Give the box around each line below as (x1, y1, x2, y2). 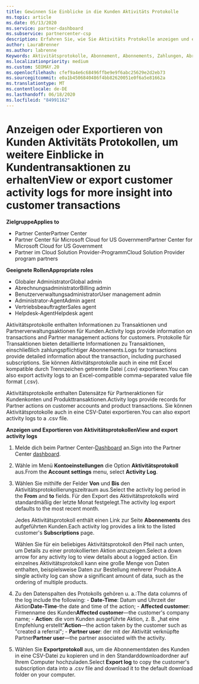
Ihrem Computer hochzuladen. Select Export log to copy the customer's (14, 658, 190, 666)
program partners (14, 255, 58, 262)
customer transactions (6, 198, 121, 212)
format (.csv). (6, 378, 40, 385)
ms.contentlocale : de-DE (6, 86, 68, 92)
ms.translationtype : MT (6, 81, 65, 87)
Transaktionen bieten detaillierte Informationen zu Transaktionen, (6, 340, 165, 347)
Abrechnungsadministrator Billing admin (14, 284, 111, 291)
